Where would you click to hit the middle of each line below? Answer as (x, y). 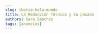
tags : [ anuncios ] (24, 24)
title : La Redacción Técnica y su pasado (50, 14)
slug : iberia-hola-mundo (31, 10)
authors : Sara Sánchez (29, 19)
